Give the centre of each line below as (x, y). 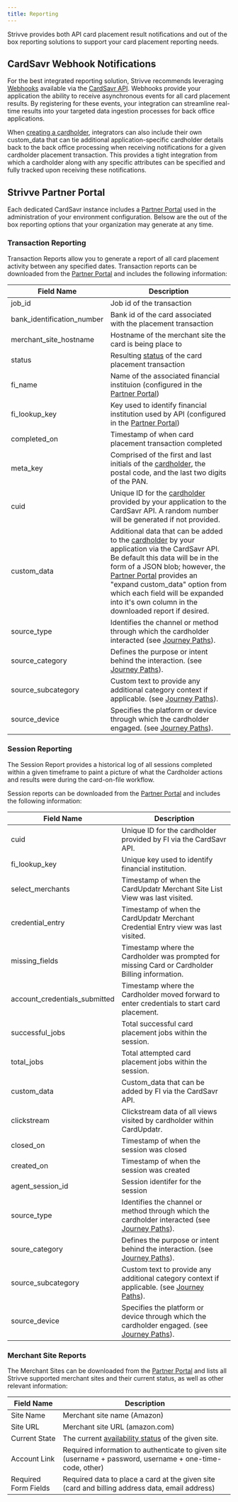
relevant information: (38, 1386)
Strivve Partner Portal (56, 192)
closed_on (28, 1145)
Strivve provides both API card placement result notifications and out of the (118, 34)
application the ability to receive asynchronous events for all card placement (119, 96)
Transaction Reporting (47, 243)
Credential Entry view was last (171, 927)
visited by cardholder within (168, 1120)
